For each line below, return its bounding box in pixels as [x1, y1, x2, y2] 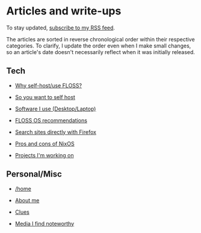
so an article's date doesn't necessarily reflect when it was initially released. [6, 48, 196, 55]
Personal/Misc [6, 169, 62, 180]
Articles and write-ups [6, 4, 122, 18]
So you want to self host [14, 93, 75, 100]
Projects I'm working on [14, 151, 74, 159]
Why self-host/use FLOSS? [14, 82, 82, 89]
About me [14, 196, 40, 204]
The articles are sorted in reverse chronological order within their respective [6, 35, 195, 43]
